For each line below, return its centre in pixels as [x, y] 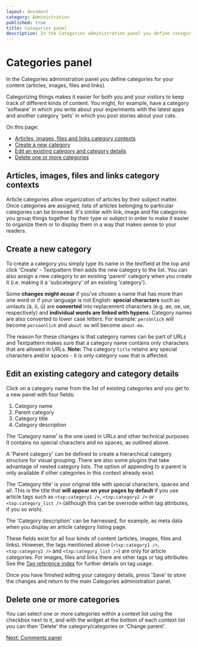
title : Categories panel [37, 28]
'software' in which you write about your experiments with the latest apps [95, 109]
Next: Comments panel [34, 638]
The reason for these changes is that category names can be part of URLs [96, 336]
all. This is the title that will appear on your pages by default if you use [92, 490]
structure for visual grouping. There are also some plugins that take [88, 460]
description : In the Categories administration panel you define [88, 34]
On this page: [22, 127]
